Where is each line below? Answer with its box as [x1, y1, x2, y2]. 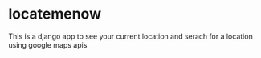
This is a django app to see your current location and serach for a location [8, 31, 253, 41]
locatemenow [8, 5, 102, 23]
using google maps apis [8, 39, 88, 49]
